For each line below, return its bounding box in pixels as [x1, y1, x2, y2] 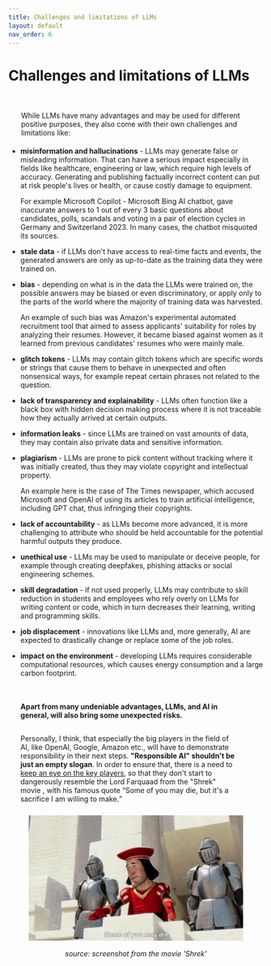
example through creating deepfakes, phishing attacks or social [19, 561, 233, 571]
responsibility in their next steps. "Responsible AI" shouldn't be [19, 751, 235, 761]
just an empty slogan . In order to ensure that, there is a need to [19, 760, 233, 770]
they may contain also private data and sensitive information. [19, 438, 224, 447]
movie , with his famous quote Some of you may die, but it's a [19, 786, 229, 796]
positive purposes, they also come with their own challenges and [21, 119, 238, 129]
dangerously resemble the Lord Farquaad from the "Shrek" [19, 777, 217, 787]
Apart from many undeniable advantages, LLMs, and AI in [19, 702, 218, 712]
